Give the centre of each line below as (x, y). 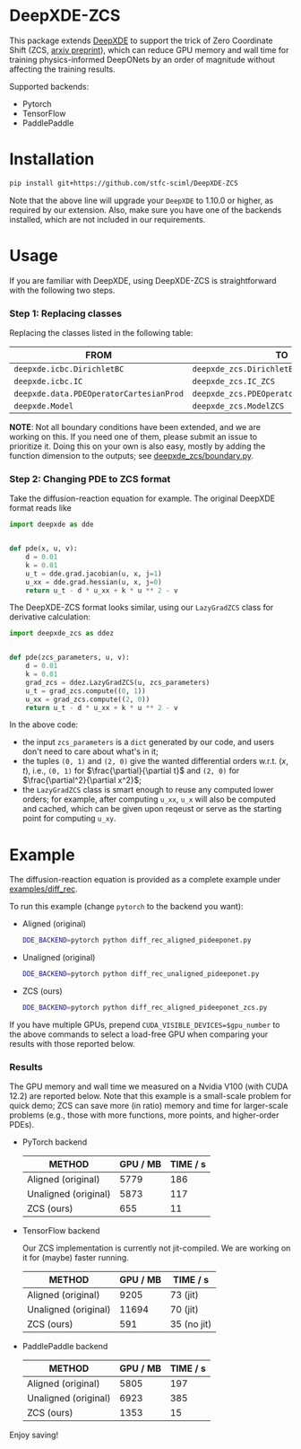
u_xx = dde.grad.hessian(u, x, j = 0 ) (94, 582)
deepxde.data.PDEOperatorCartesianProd (99, 393)
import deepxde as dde (52, 525)
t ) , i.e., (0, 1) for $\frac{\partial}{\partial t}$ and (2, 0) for (131, 771)
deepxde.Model (44, 406)
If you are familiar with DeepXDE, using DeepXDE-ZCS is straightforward (143, 280)
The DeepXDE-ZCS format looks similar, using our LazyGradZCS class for (142, 608)
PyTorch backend (55, 1142)
